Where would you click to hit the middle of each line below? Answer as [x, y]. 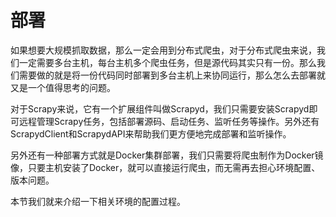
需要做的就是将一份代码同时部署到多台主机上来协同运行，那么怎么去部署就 [172, 75]
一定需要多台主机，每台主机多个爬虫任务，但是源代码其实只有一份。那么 [167, 62]
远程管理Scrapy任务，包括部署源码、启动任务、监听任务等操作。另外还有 [169, 121]
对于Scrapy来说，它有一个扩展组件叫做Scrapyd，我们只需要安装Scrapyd [160, 108]
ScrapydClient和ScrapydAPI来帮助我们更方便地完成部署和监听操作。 [151, 133]
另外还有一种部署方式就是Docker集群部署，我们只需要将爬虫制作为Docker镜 [167, 155]
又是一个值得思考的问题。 [63, 87]
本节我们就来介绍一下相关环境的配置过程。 [98, 201]
